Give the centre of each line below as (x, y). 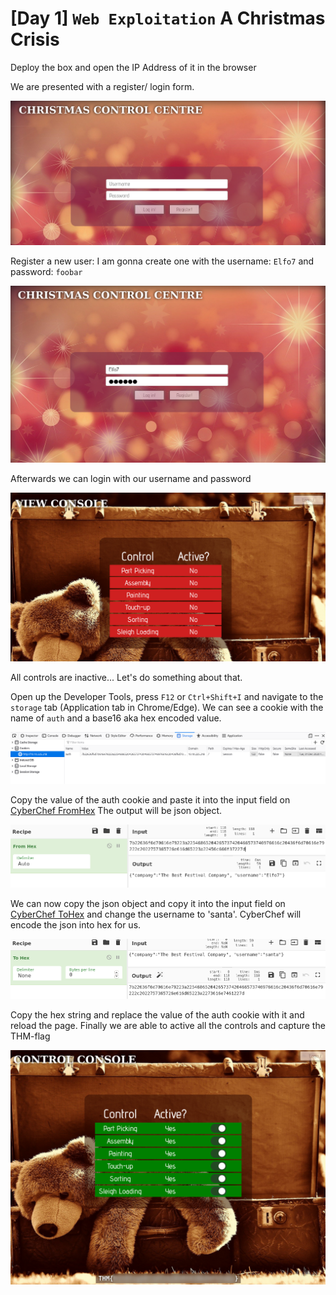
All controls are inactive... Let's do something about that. (126, 677)
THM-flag (30, 1036)
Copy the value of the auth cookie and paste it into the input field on (150, 799)
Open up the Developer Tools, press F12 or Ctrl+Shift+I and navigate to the (167, 696)
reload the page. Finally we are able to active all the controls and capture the (168, 1025)
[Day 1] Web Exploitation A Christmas (168, 18)
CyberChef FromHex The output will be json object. (116, 810)
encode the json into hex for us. (76, 925)
